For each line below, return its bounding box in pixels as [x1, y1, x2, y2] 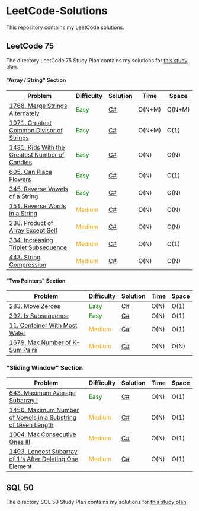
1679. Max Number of [9, 338, 72, 347]
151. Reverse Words [9, 202, 66, 210]
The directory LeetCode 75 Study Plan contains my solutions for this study [6, 56, 188, 64]
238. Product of [9, 218, 53, 227]
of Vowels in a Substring [9, 414, 77, 422]
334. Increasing [9, 236, 53, 244]
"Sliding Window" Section [6, 364, 83, 372]
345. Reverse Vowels [9, 185, 68, 193]
